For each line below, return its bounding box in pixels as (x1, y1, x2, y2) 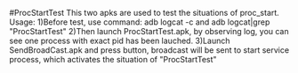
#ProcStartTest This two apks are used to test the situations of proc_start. (9, 8, 280, 18)
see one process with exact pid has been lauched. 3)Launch (9, 35, 230, 46)
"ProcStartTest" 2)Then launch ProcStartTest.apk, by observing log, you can (9, 26, 289, 36)
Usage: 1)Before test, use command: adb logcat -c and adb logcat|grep (9, 17, 270, 27)
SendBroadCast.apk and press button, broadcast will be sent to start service (9, 45, 290, 55)
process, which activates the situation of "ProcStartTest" (9, 55, 217, 64)
